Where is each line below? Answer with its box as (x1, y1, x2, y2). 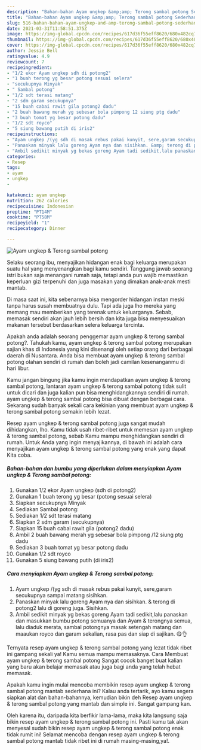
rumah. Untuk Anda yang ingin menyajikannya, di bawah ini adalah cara (7, 438, 183, 446)
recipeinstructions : (7, 131, 58, 138)
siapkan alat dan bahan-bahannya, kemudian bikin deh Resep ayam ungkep (7, 694, 193, 701)
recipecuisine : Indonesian (7, 203, 74, 209)
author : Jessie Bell (7, 48, 58, 54)
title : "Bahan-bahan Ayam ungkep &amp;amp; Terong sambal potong (7, 14, 172, 20)
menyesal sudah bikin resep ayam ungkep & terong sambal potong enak (7, 724, 184, 731)
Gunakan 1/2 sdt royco (15, 550, 71, 557)
